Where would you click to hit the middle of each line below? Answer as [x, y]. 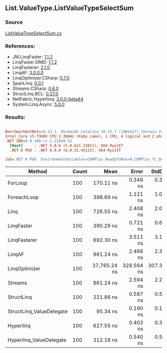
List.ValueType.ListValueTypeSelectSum [70, 8]
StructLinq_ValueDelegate [38, 311]
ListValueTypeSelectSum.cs [34, 33]
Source [14, 22]
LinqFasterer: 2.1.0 [31, 67]
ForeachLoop [23, 197]
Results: [15, 117]
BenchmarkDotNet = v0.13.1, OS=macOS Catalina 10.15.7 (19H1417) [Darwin [81, 132]
